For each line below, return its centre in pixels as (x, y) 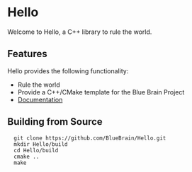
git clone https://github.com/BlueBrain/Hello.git (90, 138)
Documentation (40, 99)
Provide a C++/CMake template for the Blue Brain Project (101, 92)
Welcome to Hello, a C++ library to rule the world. (80, 32)
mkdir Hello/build (41, 144)
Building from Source (55, 122)
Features (27, 54)
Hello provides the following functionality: (68, 70)
